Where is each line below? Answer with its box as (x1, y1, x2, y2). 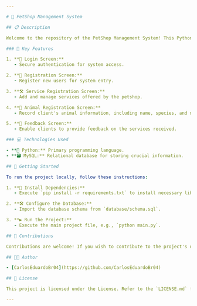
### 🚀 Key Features (6, 45, 54, 52)
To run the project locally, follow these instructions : (6, 174, 148, 180)
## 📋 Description (6, 24, 50, 30)
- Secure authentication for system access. (13, 62, 125, 68)
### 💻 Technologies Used (6, 137, 69, 143)
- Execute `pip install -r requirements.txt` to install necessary (13, 190, 182, 196)
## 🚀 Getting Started (6, 163, 59, 169)
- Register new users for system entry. (13, 78, 114, 84)
